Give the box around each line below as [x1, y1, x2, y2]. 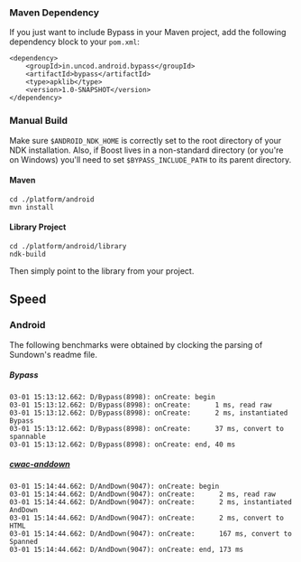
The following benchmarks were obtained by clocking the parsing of [9, 339, 263, 350]
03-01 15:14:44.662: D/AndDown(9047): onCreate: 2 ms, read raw [9, 490, 277, 499]
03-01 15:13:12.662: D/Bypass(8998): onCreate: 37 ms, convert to [9, 424, 284, 433]
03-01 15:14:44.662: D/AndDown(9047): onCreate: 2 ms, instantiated [9, 497, 293, 507]
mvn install [9, 202, 54, 211]
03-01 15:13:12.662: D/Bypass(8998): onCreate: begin [9, 392, 216, 401]
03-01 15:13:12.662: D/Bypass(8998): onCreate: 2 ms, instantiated [9, 408, 288, 417]
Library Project [9, 221, 67, 232]
